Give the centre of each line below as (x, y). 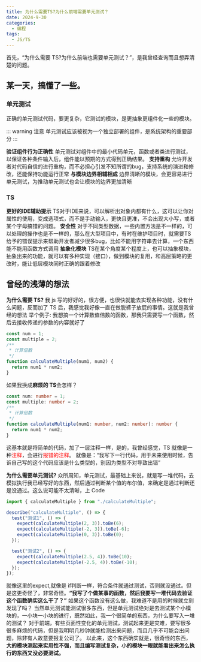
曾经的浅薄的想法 (38, 285)
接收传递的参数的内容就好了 (51, 322)
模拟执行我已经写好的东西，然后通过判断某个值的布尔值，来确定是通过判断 (98, 483)
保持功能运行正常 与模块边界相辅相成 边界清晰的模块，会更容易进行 (109, 174)
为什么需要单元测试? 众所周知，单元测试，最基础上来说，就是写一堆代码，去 (100, 475)
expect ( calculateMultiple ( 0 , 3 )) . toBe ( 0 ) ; (71, 535)
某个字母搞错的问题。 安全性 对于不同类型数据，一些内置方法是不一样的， (97, 226)
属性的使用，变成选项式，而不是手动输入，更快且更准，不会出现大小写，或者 (100, 218)
